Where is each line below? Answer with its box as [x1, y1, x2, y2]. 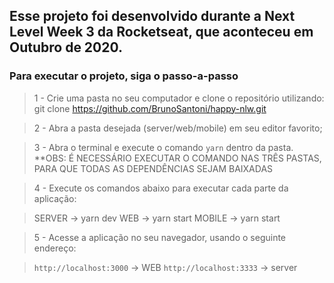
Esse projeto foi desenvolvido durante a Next [9, 8, 296, 25]
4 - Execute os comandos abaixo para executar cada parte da [33, 182, 289, 194]
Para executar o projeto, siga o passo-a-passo [9, 69, 239, 83]
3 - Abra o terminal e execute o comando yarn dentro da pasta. [33, 141, 294, 153]
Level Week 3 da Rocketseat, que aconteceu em [9, 24, 314, 41]
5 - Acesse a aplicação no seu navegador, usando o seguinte [33, 231, 287, 243]
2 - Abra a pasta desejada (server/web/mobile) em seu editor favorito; [33, 122, 323, 134]
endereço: [33, 242, 77, 254]
